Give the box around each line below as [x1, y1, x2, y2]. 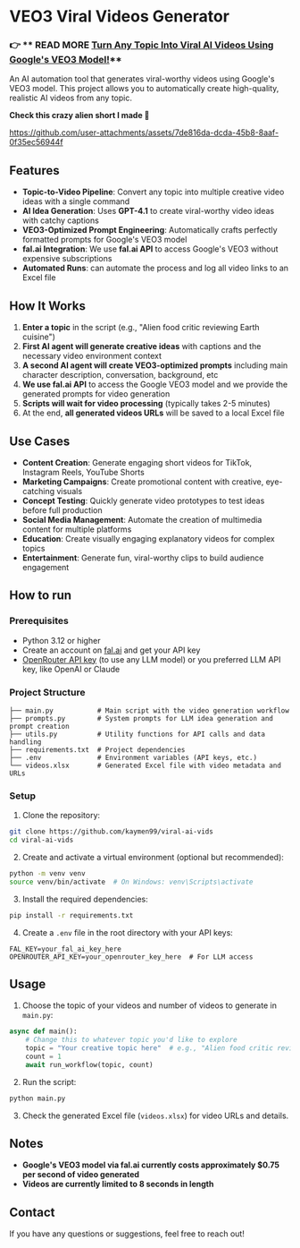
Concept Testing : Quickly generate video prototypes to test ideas [21, 495, 265, 506]
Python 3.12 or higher [21, 635, 101, 645]
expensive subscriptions [21, 253, 112, 264]
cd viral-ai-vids [9, 835, 74, 845]
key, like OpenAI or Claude [21, 663, 121, 674]
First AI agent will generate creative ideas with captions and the [21, 341, 262, 352]
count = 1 [25, 1052, 62, 1062]
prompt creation [9, 722, 70, 731]
